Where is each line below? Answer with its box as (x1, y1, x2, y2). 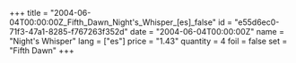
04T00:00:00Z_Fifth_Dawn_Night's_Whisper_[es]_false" (9, 17, 217, 28)
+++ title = (9, 8, 49, 18)
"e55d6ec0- (234, 17, 280, 28)
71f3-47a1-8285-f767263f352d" (9, 27, 128, 36)
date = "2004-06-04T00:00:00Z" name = (129, 27, 285, 36)
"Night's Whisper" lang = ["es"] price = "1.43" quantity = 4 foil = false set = (9, 35, 288, 46)
